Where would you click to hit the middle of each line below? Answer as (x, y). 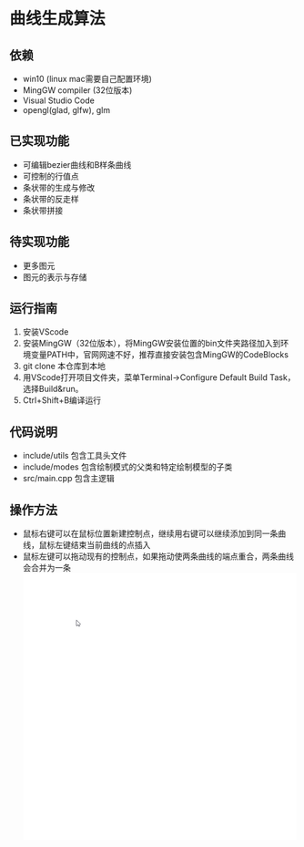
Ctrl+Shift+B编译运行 (62, 400)
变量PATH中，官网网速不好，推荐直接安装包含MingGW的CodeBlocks (160, 355)
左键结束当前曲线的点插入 (102, 545)
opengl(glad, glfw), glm (66, 110)
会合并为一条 (46, 568)
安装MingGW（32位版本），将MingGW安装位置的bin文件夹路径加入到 (152, 344)
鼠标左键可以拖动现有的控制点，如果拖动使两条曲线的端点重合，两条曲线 (158, 556)
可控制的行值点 (51, 176)
